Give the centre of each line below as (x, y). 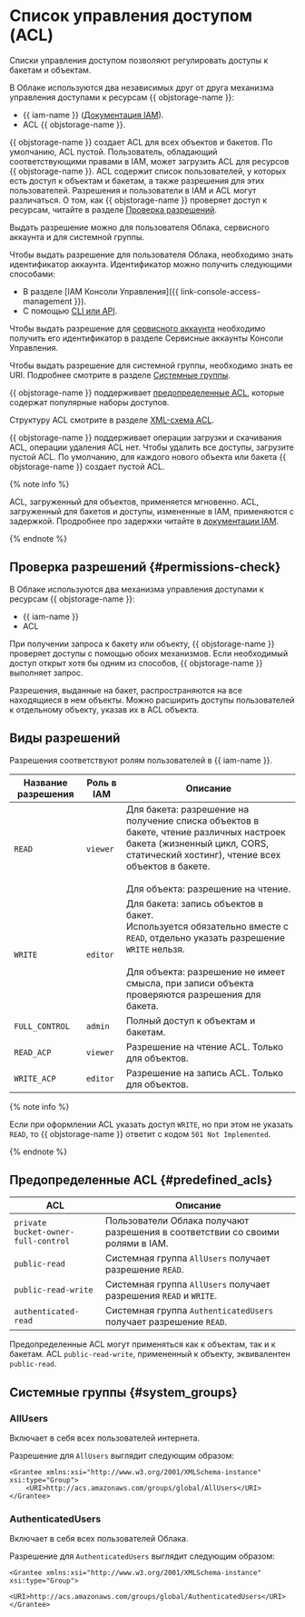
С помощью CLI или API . (70, 311)
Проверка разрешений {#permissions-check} (145, 568)
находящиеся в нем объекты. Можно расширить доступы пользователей (152, 700)
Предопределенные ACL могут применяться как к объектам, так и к (143, 1344)
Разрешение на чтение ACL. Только (205, 1046)
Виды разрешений (65, 739)
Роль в (102, 783)
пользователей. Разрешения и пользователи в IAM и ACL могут (133, 190)
